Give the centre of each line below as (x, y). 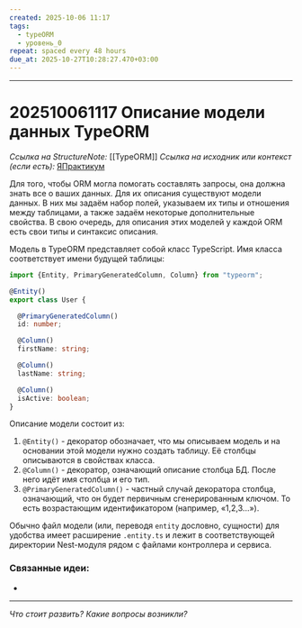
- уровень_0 (40, 43)
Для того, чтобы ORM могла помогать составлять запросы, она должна (147, 183)
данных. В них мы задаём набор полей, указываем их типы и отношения (150, 203)
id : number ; (40, 324)
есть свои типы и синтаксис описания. (84, 232)
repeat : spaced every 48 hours (68, 51)
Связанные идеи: (49, 569)
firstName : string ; (54, 349)
